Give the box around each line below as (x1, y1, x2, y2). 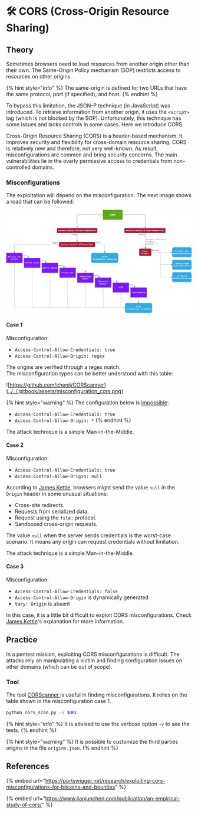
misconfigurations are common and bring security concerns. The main (6, 151, 178, 158)
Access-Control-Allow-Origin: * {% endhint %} (14, 417, 131, 424)
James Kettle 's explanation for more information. (6, 617, 124, 625)
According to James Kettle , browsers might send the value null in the (6, 483, 176, 491)
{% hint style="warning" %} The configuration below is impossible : (6, 399, 169, 406)
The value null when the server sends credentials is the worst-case (6, 532, 171, 539)
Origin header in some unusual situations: (6, 490, 108, 497)
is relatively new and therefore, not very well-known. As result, (6, 145, 158, 152)
